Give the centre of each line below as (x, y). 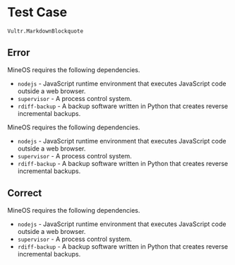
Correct (25, 193)
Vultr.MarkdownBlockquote (45, 31)
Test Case (37, 12)
